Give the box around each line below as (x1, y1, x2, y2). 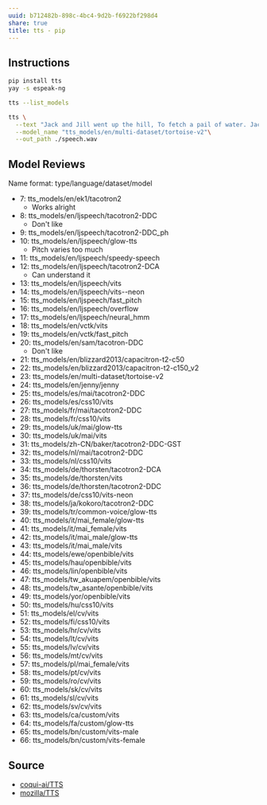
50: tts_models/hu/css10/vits (19, 600, 114, 610)
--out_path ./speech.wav (15, 135, 98, 143)
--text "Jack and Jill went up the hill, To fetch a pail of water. (15, 120, 247, 128)
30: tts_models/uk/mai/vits (19, 431, 107, 440)
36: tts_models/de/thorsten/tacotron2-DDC (19, 482, 161, 491)
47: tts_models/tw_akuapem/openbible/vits (19, 575, 161, 584)
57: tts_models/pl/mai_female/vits (19, 659, 130, 669)
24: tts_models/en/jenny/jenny (19, 380, 119, 390)
